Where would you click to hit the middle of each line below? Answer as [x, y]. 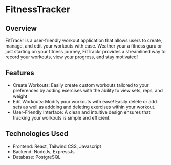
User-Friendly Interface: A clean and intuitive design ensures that [81, 112]
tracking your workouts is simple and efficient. [62, 117]
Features [20, 73]
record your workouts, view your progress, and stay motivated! [72, 57]
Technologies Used [37, 134]
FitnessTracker [38, 9]
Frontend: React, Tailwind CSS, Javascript [57, 146]
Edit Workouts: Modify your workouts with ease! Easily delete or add [85, 101]
